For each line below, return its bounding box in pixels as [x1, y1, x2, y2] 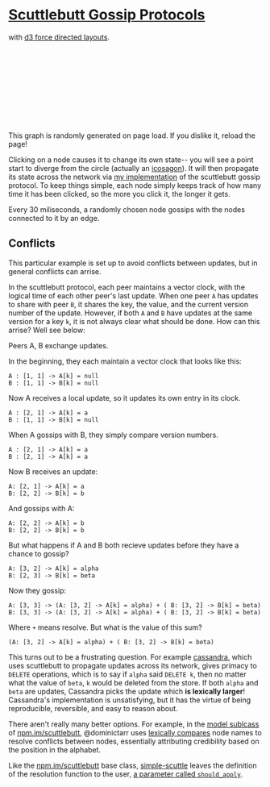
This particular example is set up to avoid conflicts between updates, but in [8, 258, 258, 268]
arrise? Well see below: [8, 325, 86, 335]
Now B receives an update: [8, 466, 98, 477]
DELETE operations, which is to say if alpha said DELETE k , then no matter [8, 669, 247, 679]
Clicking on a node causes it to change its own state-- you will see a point [8, 155, 254, 164]
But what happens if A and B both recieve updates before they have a [8, 540, 239, 550]
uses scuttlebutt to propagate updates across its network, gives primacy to [8, 660, 258, 670]
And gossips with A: [8, 503, 75, 513]
